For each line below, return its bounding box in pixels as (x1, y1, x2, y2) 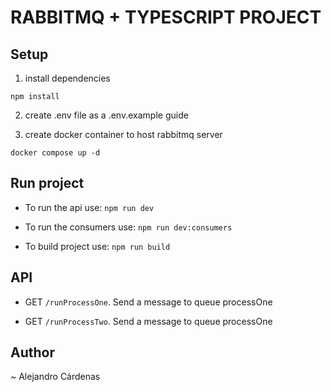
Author (10, 344, 55, 361)
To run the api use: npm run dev (24, 201, 155, 213)
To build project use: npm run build (24, 240, 171, 252)
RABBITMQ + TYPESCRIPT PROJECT (10, 6, 322, 29)
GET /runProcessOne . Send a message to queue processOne (24, 296, 273, 308)
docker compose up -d (10, 148, 101, 158)
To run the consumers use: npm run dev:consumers (24, 221, 233, 233)
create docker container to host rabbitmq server (24, 129, 223, 140)
